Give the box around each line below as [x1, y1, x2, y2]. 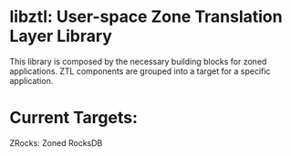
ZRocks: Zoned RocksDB [9, 137, 103, 148]
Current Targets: [9, 108, 139, 129]
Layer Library [9, 26, 112, 47]
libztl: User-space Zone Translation [9, 6, 283, 27]
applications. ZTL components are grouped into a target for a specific [9, 66, 271, 77]
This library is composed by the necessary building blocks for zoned [9, 56, 267, 67]
